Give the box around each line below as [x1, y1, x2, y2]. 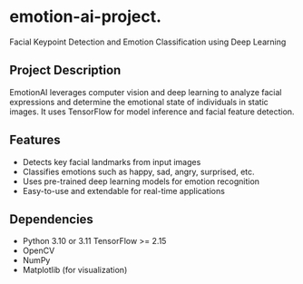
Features [9, 132, 61, 148]
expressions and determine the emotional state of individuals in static [9, 96, 269, 107]
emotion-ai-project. [9, 6, 161, 27]
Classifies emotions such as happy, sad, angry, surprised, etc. [22, 166, 256, 177]
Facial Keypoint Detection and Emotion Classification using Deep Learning [9, 36, 287, 47]
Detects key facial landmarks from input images [22, 156, 201, 167]
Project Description [9, 63, 122, 78]
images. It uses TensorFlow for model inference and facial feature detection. [9, 106, 295, 117]
